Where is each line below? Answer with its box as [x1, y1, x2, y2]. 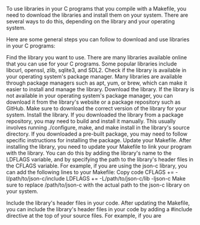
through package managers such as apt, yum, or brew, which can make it [6, 79, 187, 86]
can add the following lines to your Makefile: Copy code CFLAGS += [6, 169, 175, 176]
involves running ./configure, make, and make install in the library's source [6, 124, 190, 131]
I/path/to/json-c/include [6, 175, 65, 182]
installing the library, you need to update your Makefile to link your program [6, 143, 192, 150]
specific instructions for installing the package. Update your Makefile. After [6, 137, 192, 143]
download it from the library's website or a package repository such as [6, 98, 181, 106]
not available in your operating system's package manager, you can [6, 92, 173, 99]
